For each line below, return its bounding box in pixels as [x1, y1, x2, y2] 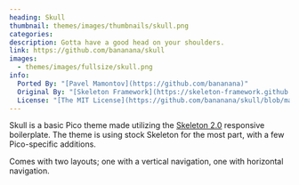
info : [9, 71, 29, 80]
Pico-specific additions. [9, 139, 96, 149]
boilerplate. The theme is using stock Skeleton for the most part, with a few [9, 130, 285, 141]
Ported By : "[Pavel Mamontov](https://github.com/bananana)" [17, 79, 249, 88]
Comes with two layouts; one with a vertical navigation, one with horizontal [9, 157, 284, 167]
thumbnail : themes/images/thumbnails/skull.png [9, 21, 190, 30]
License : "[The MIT [17, 95, 90, 105]
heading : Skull [9, 12, 66, 22]
